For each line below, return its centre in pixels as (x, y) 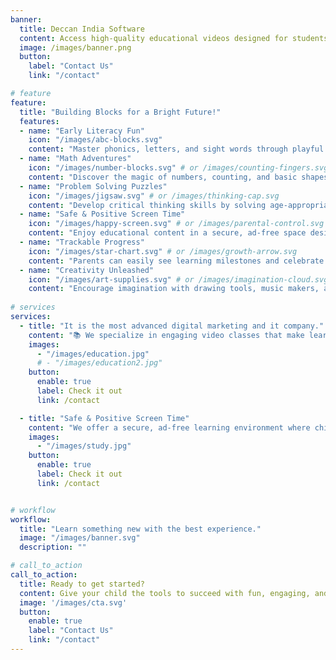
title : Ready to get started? (82, 584)
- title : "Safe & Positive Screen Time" (104, 418)
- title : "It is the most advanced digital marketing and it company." (172, 326)
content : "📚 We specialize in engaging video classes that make (166, 335)
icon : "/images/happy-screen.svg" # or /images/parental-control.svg (176, 224)
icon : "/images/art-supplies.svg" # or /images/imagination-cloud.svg (178, 279)
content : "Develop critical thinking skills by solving (147, 205)
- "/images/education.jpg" (93, 354)
